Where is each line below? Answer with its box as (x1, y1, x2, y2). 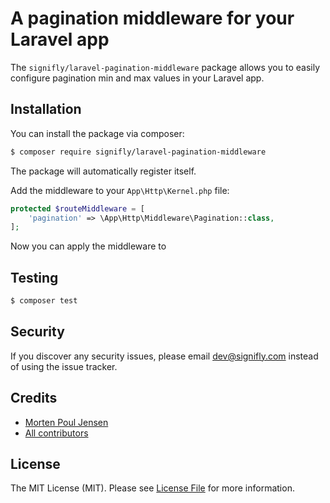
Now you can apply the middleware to (10, 240, 167, 252)
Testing (10, 269, 59, 286)
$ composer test (10, 296, 78, 306)
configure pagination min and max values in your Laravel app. (10, 72, 265, 84)
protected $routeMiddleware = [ (10, 203, 145, 214)
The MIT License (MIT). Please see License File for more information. (10, 482, 295, 494)
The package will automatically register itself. (10, 165, 197, 177)
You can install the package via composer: (10, 127, 185, 139)
